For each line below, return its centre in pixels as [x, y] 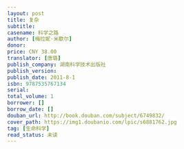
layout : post [26, 13]
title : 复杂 [23, 20]
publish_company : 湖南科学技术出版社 [57, 65]
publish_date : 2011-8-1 [41, 77]
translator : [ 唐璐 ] [34, 58]
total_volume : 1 [30, 97]
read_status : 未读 [32, 135]
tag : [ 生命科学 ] [28, 128]
